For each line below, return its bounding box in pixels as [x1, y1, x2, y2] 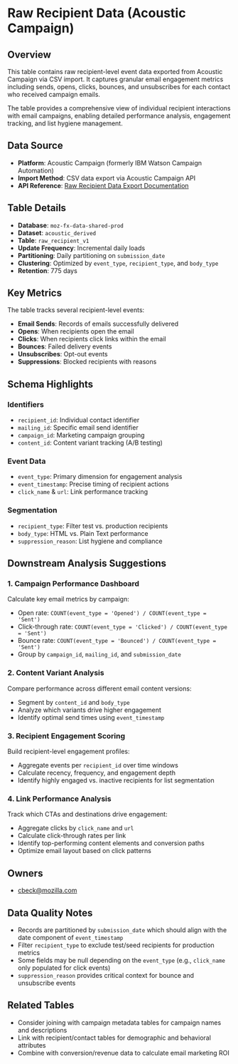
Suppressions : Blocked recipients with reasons [17, 358, 157, 366]
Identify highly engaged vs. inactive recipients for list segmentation [17, 776, 215, 785]
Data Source [7, 140, 63, 152]
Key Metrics [7, 287, 63, 299]
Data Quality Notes [7, 907, 93, 919]
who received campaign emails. [7, 91, 101, 98]
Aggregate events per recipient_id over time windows [17, 761, 179, 769]
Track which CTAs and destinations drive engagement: [7, 810, 168, 819]
